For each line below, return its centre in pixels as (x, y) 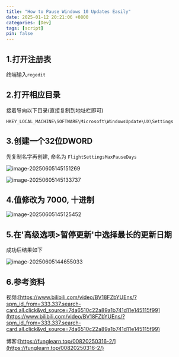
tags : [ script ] (25, 28)
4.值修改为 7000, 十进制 (50, 200)
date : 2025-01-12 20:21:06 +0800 (47, 17)
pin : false (20, 34)
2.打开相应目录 (33, 95)
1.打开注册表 (29, 59)
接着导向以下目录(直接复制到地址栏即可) (55, 110)
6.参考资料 (26, 282)
